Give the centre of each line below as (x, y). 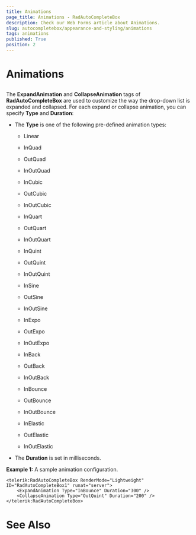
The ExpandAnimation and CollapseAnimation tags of (73, 94)
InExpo (32, 320)
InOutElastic (38, 447)
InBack (32, 355)
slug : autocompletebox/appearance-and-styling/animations (79, 28)
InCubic (33, 182)
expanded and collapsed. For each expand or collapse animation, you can (96, 107)
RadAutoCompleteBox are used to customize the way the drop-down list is (98, 101)
